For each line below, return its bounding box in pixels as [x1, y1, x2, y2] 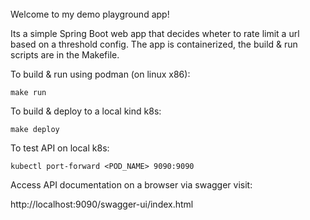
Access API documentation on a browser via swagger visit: [10, 178, 253, 191]
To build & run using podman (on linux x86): [10, 68, 191, 80]
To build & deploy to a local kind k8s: [10, 105, 162, 117]
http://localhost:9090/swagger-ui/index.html [10, 198, 194, 210]
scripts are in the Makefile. [10, 48, 120, 61]
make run [10, 87, 47, 97]
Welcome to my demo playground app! [10, 8, 170, 20]
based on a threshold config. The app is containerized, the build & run [10, 38, 298, 50]
